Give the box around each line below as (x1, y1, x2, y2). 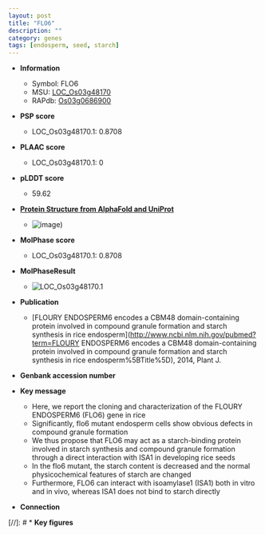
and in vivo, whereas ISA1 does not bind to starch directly (31, 487, 221, 497)
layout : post (8, 11, 52, 20)
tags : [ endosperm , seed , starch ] (8, 42, 120, 50)
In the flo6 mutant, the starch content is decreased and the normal (31, 461, 251, 471)
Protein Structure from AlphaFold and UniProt (19, 205, 174, 214)
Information (19, 63, 61, 73)
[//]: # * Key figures (8, 517, 73, 528)
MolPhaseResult (19, 266, 76, 276)
